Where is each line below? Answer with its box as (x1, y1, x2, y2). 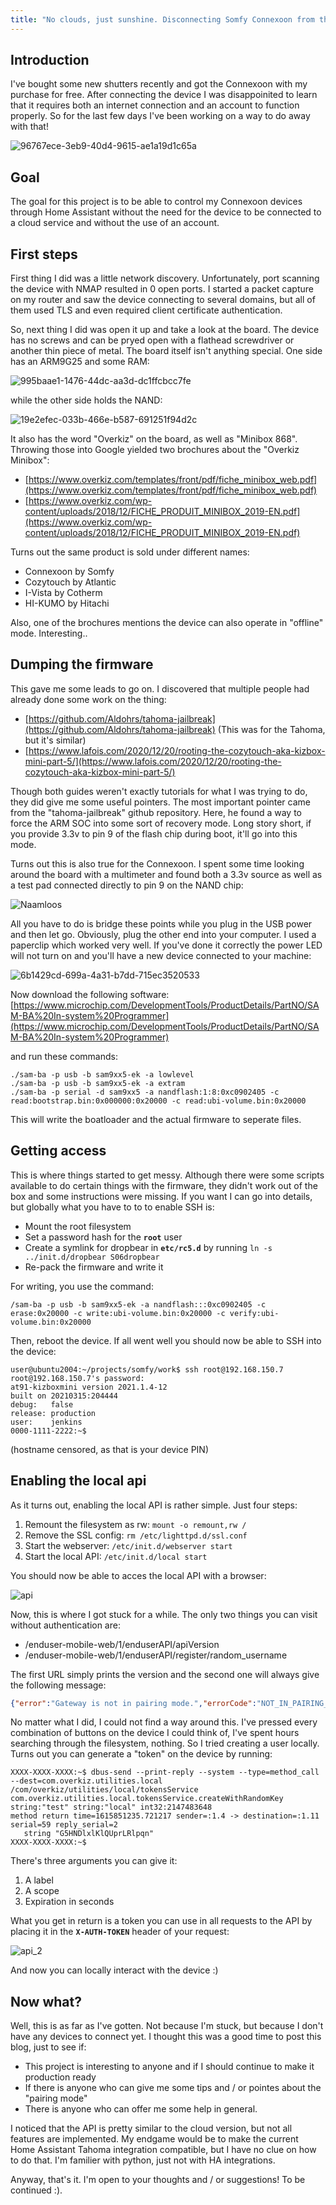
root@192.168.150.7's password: (10, 1373, 145, 1383)
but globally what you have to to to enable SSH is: (10, 1201, 215, 1213)
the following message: (10, 1679, 107, 1691)
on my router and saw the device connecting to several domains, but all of (10, 294, 316, 306)
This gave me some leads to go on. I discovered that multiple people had (10, 682, 310, 695)
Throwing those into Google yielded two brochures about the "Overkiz (10, 444, 300, 456)
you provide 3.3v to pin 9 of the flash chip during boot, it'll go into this (10, 827, 298, 840)
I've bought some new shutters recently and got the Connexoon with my (10, 78, 308, 90)
